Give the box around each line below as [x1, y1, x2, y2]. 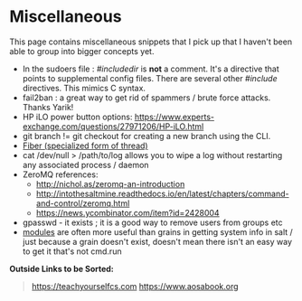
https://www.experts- [134, 111, 215, 122]
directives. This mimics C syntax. [22, 82, 146, 93]
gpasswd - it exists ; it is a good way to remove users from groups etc [22, 217, 283, 228]
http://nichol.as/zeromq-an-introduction [35, 178, 185, 189]
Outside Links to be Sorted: [9, 263, 115, 274]
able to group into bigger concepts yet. [9, 45, 155, 56]
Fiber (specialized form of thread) [22, 140, 148, 151]
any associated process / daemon [22, 159, 149, 170]
